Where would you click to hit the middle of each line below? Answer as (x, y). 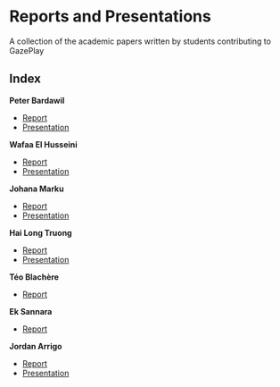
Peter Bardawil (37, 100)
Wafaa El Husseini (43, 144)
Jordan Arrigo (36, 346)
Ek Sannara (31, 311)
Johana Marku (37, 189)
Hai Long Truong (41, 232)
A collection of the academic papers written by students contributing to (140, 41)
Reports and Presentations (110, 17)
